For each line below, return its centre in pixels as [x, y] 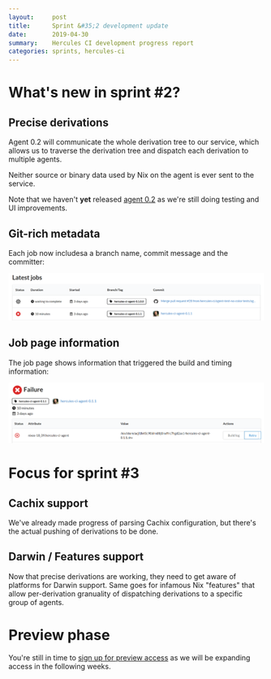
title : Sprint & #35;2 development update [88, 26]
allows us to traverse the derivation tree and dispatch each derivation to [129, 151]
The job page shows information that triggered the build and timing [120, 362]
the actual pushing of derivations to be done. [84, 531]
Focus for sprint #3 [74, 473]
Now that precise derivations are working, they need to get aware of [123, 576]
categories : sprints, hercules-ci [67, 52]
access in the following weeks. [60, 666]
